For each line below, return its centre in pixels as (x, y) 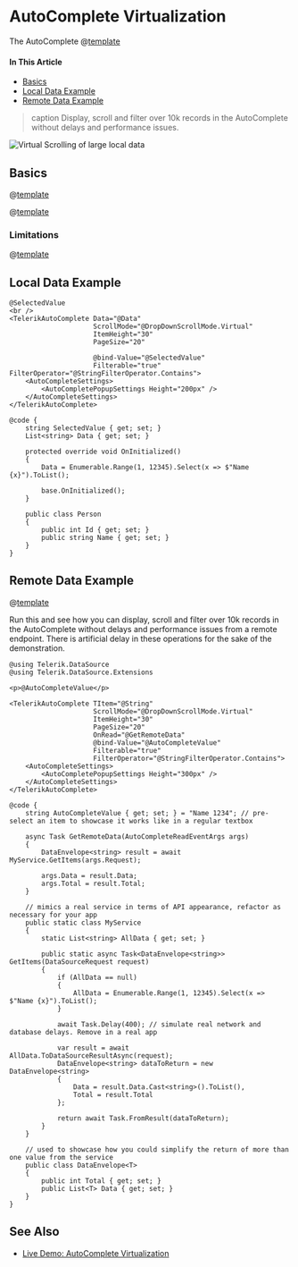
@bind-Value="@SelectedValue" (149, 358)
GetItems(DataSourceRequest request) (79, 962)
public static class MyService (83, 923)
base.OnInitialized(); (83, 491)
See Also (34, 1232)
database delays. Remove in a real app (83, 1032)
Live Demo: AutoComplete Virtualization (95, 1253)
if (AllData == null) (97, 977)
